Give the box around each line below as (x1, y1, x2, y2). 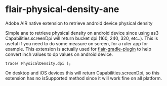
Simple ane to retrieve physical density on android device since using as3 (5, 30, 159, 36)
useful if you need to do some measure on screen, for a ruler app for (5, 40, 148, 46)
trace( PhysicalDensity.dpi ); (5, 61, 71, 66)
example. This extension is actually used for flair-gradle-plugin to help (5, 46, 152, 52)
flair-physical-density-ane (5, 4, 119, 15)
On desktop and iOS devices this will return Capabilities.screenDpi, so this (5, 69, 160, 76)
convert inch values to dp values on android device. (5, 51, 113, 57)
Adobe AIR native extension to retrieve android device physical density (5, 20, 153, 26)
